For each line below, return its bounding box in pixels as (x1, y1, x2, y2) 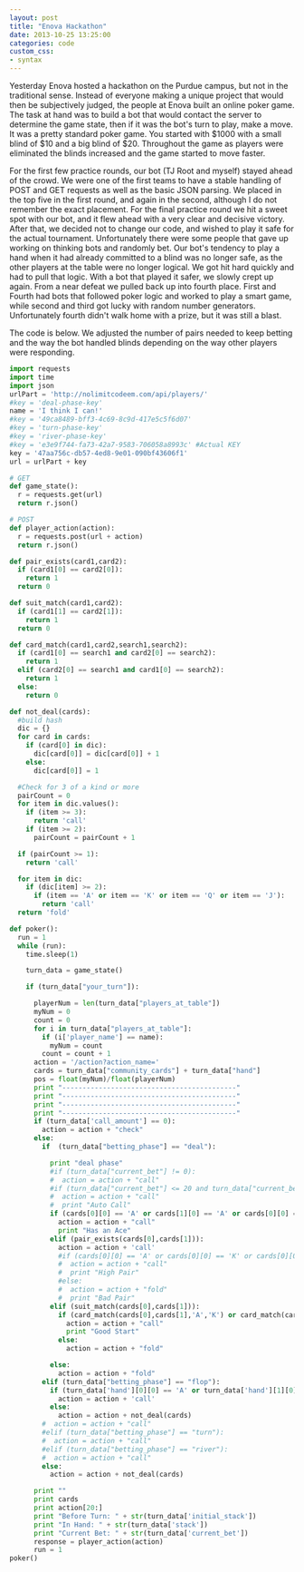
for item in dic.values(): (17, 799, 119, 808)
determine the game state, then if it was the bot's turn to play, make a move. (9, 119, 294, 130)
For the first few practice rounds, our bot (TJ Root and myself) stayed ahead (9, 165, 293, 176)
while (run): (17, 941, 67, 951)
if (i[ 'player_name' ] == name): (42, 1032, 165, 1041)
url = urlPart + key (9, 457, 88, 466)
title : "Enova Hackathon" (9, 22, 107, 31)
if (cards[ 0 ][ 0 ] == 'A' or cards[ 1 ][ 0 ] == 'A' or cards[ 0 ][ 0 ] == (49, 1209, 301, 1218)
